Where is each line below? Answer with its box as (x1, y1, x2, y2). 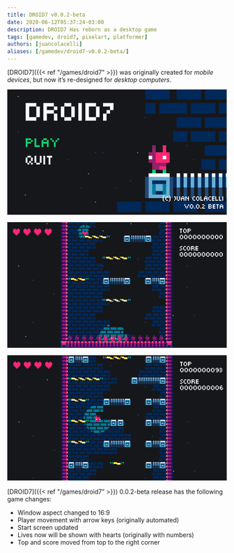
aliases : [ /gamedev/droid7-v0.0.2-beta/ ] (7, 48, 130, 55)
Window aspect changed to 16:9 (17, 508, 110, 517)
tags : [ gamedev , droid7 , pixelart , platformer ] (7, 34, 148, 40)
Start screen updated (17, 523, 79, 531)
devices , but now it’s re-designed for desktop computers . (7, 75, 172, 84)
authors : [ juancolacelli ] (7, 40, 82, 48)
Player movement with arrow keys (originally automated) (17, 515, 180, 524)
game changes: (7, 494, 52, 503)
